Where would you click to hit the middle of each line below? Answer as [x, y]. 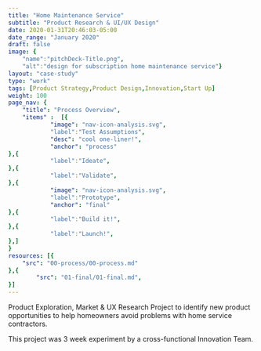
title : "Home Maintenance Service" [66, 15]
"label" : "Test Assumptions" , [98, 132]
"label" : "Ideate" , [80, 161]
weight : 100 [27, 96]
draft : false [29, 45]
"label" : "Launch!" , [82, 234]
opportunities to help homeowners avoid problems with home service [120, 315]
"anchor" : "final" [80, 204]
